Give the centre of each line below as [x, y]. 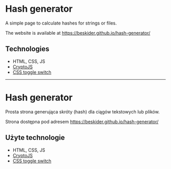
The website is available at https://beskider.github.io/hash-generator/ [78, 33]
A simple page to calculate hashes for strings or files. [61, 23]
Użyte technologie [35, 138]
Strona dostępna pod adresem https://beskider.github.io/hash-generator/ [82, 122]
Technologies [27, 49]
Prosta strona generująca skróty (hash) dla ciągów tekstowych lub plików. [82, 112]
